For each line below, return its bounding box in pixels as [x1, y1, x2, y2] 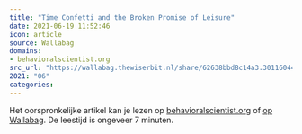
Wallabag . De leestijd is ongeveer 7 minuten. [9, 114, 173, 125]
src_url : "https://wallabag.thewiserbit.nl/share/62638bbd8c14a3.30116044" [9, 64, 299, 73]
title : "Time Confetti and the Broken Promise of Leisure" [9, 13, 235, 22]
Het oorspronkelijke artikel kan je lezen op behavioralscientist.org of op [9, 104, 273, 115]
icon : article [9, 30, 63, 39]
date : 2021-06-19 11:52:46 [9, 22, 111, 31]
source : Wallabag [9, 38, 75, 48]
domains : [9, 47, 42, 56]
